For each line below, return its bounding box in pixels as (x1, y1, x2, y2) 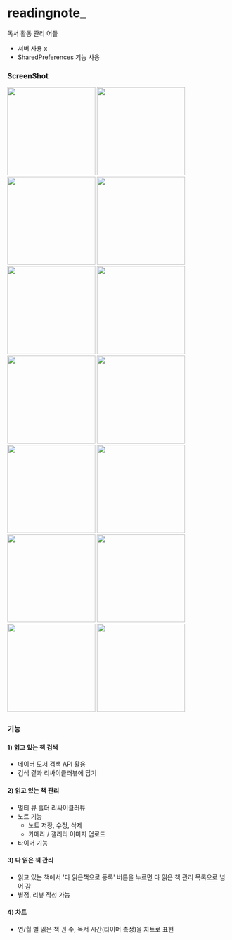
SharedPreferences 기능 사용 (17, 53, 101, 61)
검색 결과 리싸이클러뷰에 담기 (17, 769, 97, 777)
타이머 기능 (17, 839, 49, 847)
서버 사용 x (17, 44, 48, 52)
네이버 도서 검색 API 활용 (17, 760, 86, 769)
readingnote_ (7, 5, 86, 21)
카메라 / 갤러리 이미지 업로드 (27, 829, 105, 838)
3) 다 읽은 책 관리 (7, 856, 54, 865)
